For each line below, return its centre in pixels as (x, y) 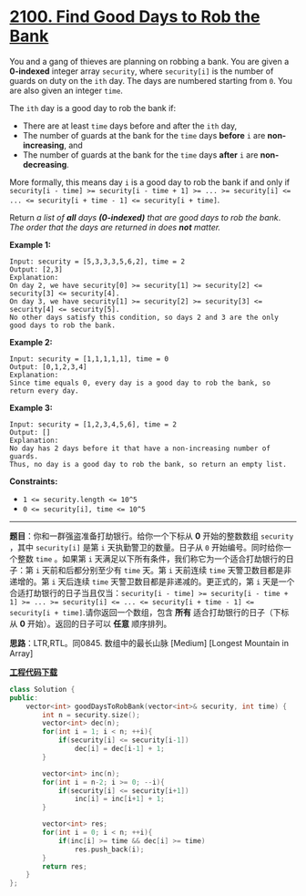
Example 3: (31, 407)
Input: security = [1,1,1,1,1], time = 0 (89, 359)
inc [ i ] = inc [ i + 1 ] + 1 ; (120, 799)
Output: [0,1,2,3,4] (49, 366)
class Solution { (42, 689)
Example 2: (31, 342)
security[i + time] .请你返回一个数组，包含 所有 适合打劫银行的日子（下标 (149, 612)
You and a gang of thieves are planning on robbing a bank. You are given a (149, 61)
